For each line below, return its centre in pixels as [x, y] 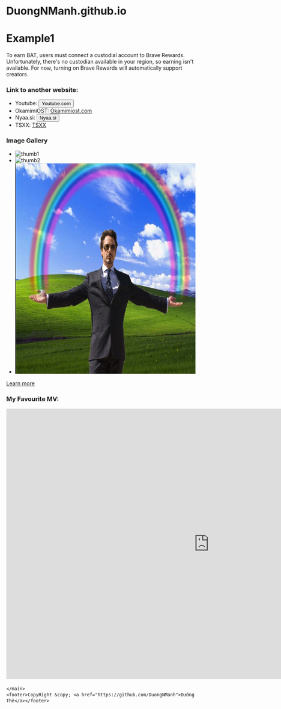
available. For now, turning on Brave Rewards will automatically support [94, 68]
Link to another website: [42, 90]
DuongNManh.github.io [67, 11]
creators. [17, 75]
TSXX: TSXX [30, 125]
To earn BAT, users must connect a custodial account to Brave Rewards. [95, 55]
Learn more [20, 383]
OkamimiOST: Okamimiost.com [53, 111]
